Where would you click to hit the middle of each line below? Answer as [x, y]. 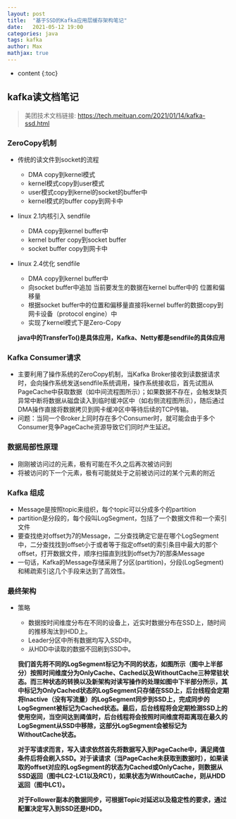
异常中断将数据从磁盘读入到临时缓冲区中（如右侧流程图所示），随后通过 [121, 401]
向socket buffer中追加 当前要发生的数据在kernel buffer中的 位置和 [123, 287]
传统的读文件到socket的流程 [58, 159]
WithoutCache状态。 [49, 734]
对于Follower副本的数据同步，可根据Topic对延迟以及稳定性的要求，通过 [122, 800]
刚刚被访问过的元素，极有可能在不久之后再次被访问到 [95, 464]
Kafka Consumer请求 [44, 357]
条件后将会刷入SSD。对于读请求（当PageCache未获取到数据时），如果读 [123, 758]
